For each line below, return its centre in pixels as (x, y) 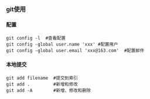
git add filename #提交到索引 (42, 78)
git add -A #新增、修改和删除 (49, 91)
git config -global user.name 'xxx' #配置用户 (62, 45)
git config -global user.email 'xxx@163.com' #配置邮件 (75, 51)
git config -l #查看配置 (36, 38)
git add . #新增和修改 (42, 84)
